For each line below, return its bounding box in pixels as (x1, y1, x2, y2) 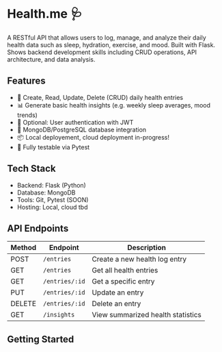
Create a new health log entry (92, 255, 187, 264)
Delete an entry (92, 299, 141, 309)
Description (127, 243, 166, 253)
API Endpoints (7, 223, 69, 234)
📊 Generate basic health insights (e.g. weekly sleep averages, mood (16, 101, 210, 109)
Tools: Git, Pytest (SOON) (16, 195, 89, 203)
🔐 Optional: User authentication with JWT (16, 118, 134, 126)
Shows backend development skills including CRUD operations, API (7, 48, 197, 56)
